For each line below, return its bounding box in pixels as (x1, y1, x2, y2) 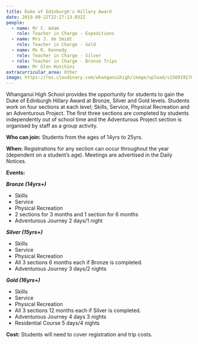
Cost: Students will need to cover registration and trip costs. (6, 331, 153, 338)
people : (6, 20, 25, 25)
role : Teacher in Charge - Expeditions (16, 31, 115, 37)
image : (6, 74, 22, 80)
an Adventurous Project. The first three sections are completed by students (6, 110, 189, 117)
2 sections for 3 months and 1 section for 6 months (14, 211, 138, 218)
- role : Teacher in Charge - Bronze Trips (11, 58, 117, 64)
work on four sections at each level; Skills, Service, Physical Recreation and (6, 103, 190, 111)
